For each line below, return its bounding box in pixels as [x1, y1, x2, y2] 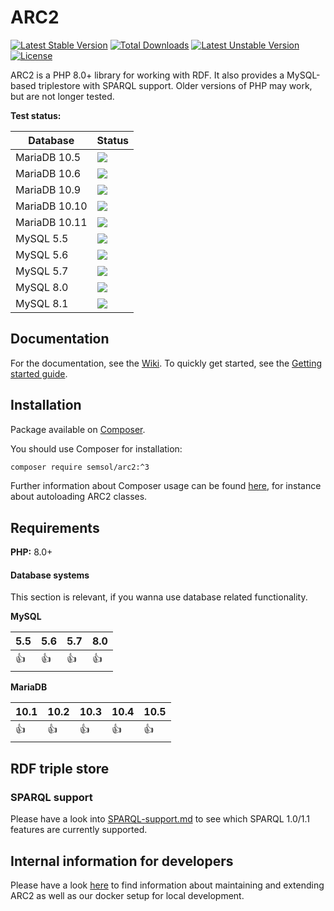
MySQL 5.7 [15, 264, 69, 278]
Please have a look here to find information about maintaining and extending [10, 879, 325, 891]
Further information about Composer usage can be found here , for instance [10, 480, 322, 492]
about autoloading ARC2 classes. [10, 491, 148, 503]
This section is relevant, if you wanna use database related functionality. [10, 591, 308, 603]
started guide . [10, 367, 68, 380]
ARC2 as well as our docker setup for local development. [10, 889, 245, 901]
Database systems [10, 569, 90, 581]
